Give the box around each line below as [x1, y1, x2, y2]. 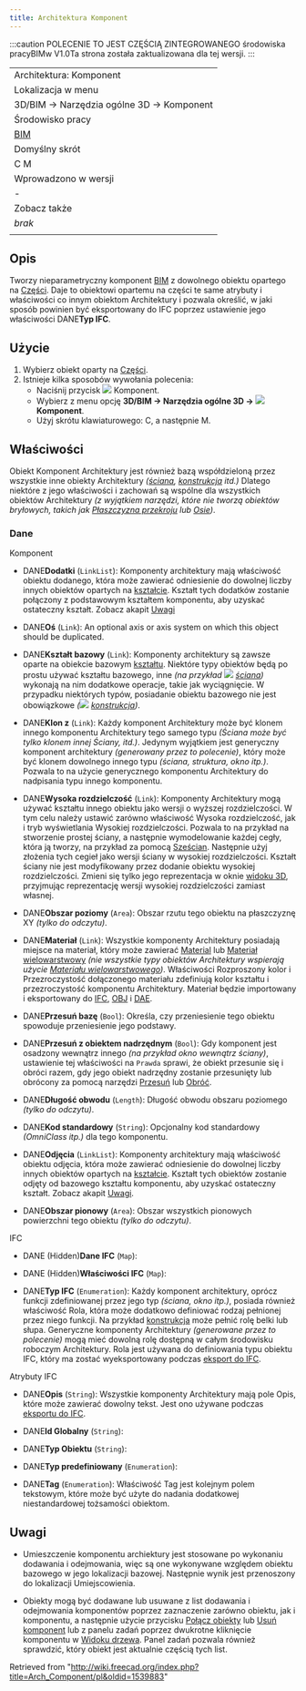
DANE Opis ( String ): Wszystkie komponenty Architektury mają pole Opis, [22, 1389, 296, 1399]
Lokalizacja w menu [14, 83, 98, 96]
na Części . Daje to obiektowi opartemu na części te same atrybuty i [9, 284, 262, 296]
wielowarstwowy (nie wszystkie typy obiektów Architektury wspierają [22, 954, 285, 966]
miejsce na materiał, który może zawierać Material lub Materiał [22, 945, 258, 956]
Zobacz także [14, 201, 73, 214]
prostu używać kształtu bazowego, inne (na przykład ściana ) [22, 670, 264, 681]
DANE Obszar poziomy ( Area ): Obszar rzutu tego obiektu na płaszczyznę [22, 907, 296, 918]
